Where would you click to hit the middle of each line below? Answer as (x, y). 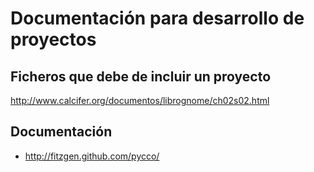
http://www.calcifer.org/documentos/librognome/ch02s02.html (140, 100)
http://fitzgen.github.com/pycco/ (92, 156)
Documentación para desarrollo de (157, 18)
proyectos (53, 39)
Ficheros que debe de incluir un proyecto (141, 76)
